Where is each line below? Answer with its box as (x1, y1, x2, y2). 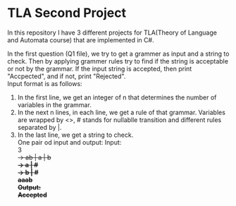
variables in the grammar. (17, 100, 92, 109)
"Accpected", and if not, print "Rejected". (7, 72, 126, 80)
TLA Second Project (7, 5, 127, 21)
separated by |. (17, 123, 62, 131)
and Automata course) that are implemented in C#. (7, 35, 154, 44)
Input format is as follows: (7, 79, 82, 87)
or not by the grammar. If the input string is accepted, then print (7, 64, 192, 73)
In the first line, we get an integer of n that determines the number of (17, 93, 217, 102)
